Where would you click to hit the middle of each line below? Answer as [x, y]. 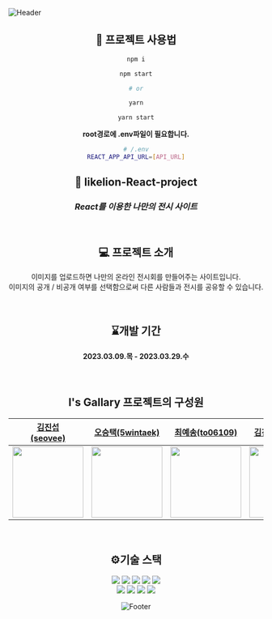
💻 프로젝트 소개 [136, 252]
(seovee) [48, 438]
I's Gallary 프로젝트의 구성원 [136, 402]
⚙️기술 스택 [136, 560]
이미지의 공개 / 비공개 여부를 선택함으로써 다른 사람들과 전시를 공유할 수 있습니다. [136, 287]
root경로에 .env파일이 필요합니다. [136, 134]
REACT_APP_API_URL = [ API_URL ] [136, 157]
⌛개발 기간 [136, 331]
